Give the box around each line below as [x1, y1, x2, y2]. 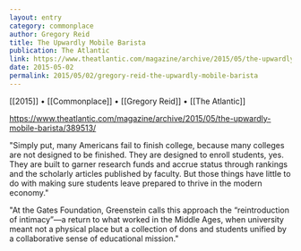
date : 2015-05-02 [9, 63, 74, 72]
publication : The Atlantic [9, 46, 110, 55]
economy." [9, 187, 49, 197]
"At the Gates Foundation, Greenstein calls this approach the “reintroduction [9, 205, 289, 215]
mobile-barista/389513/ [9, 122, 97, 133]
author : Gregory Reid [9, 29, 90, 38]
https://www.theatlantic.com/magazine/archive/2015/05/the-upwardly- [9, 113, 271, 123]
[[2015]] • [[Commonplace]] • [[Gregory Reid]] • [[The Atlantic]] [9, 96, 246, 106]
